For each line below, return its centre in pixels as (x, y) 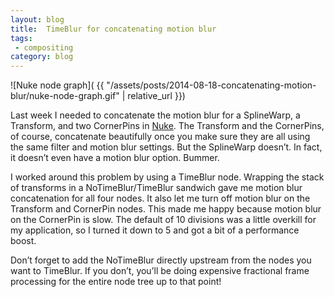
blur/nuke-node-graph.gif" (65, 96)
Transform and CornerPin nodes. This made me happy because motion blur (166, 209)
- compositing (44, 47)
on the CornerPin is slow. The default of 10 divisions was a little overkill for (163, 220)
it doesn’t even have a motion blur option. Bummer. (115, 158)
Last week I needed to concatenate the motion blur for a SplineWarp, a (155, 115)
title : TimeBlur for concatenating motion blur (113, 29)
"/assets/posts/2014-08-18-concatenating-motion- (211, 85)
